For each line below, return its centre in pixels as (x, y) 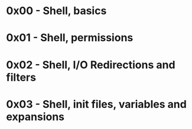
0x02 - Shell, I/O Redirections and (91, 64)
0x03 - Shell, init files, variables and (97, 104)
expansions (35, 117)
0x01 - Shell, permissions (70, 38)
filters (21, 77)
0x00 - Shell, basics (56, 11)
